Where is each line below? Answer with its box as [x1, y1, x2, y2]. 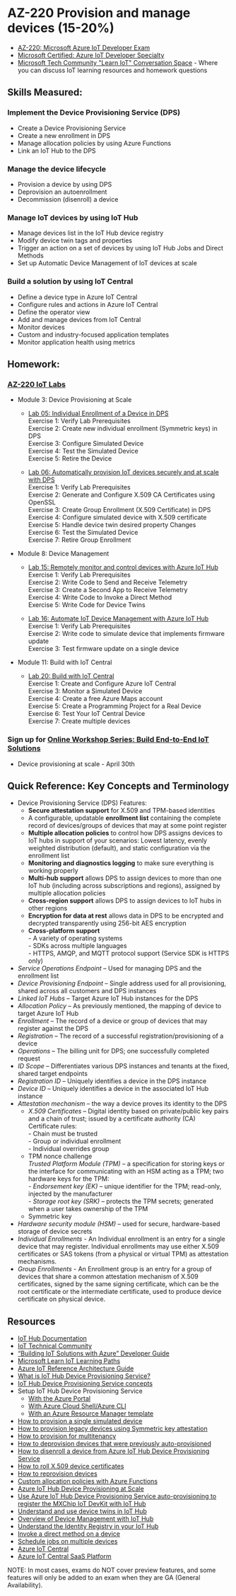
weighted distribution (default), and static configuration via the [28, 844, 211, 852]
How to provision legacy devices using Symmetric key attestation [17, 1424, 208, 1433]
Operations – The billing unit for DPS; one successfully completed [17, 1047, 210, 1056]
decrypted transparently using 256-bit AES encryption [28, 919, 187, 927]
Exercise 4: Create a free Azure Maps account [28, 695, 163, 703]
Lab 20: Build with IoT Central [28, 672, 114, 681]
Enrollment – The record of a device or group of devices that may [17, 1017, 208, 1025]
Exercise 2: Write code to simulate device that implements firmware [28, 630, 225, 638]
